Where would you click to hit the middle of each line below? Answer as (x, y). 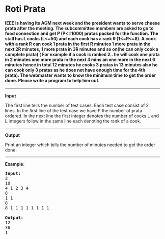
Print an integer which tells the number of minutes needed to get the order (80, 145)
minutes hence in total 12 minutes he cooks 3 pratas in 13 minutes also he (82, 64)
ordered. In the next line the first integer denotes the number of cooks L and (82, 116)
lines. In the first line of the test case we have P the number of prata (74, 111)
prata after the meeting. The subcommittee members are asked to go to (79, 28)
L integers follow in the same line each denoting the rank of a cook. (73, 121)
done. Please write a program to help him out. (52, 80)
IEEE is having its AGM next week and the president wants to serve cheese (82, 23)
